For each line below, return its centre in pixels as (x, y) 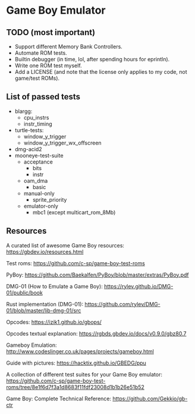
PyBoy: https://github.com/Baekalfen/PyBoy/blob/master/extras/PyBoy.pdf (97, 275)
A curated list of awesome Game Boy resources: (65, 245)
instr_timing (38, 124)
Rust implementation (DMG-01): (45, 304)
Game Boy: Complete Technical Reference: (59, 399)
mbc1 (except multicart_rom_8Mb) (74, 212)
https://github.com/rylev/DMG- (122, 304)
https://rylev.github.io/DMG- (139, 286)
